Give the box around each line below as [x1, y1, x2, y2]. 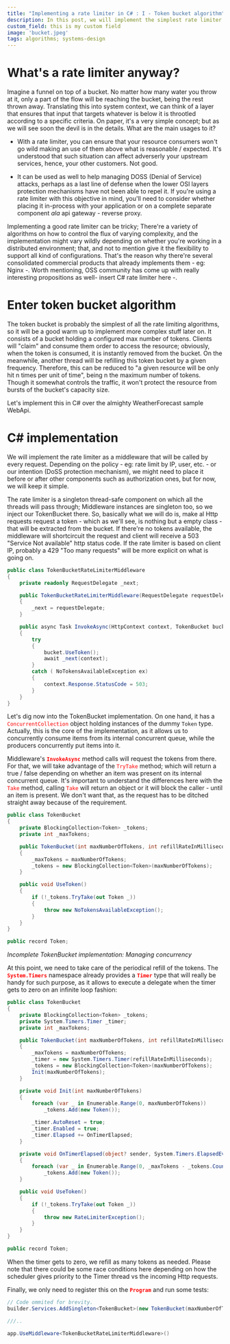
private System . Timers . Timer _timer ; [19, 1018, 127, 1025]
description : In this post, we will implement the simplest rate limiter [7, 16, 222, 23]
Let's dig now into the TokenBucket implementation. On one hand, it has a [7, 712, 215, 721]
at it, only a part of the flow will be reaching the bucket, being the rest [7, 95, 204, 104]
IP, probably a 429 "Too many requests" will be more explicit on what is [7, 546, 209, 554]
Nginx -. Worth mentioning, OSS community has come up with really [7, 266, 200, 274]
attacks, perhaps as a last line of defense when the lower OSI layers [16, 180, 209, 189]
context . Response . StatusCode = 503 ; [43, 680, 149, 688]
